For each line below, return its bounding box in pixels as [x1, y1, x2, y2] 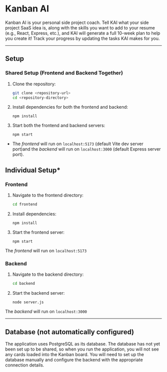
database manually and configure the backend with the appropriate [5, 357, 143, 363]
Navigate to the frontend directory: [12, 192, 83, 198]
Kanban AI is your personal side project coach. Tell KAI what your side [5, 19, 149, 25]
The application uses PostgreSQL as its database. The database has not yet [5, 341, 161, 347]
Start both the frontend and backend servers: [12, 123, 105, 129]
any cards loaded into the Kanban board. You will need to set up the [5, 351, 144, 357]
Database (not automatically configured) [5, 328, 134, 336]
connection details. [5, 362, 45, 368]
